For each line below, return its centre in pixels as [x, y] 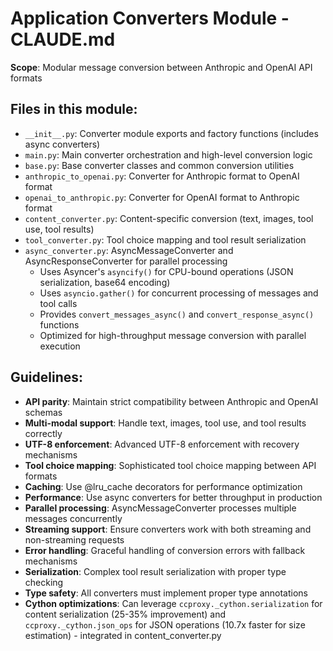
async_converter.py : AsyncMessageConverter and [129, 250]
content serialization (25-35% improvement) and [125, 614]
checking [44, 582]
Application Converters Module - [150, 18]
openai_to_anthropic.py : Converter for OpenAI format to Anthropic [162, 197]
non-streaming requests [74, 539]
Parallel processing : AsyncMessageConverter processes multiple [160, 508]
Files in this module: [74, 109]
